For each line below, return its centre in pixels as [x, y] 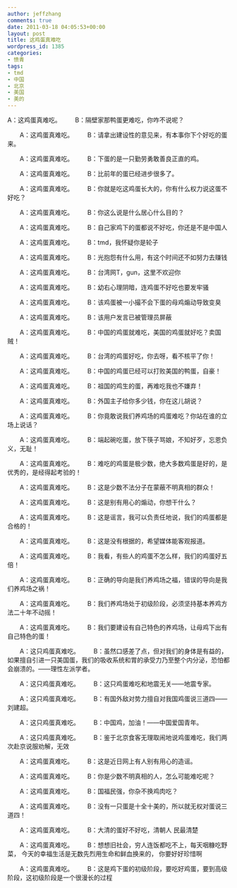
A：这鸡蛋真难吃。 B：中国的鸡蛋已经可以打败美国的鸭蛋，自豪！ [120, 371]
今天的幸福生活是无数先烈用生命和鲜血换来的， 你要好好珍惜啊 [111, 854]
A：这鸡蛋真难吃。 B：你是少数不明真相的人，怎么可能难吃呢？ [117, 776]
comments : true [30, 20]
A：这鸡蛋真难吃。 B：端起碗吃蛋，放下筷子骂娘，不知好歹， [114, 440]
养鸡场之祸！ [32, 588]
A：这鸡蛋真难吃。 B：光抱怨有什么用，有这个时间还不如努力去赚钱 [123, 257]
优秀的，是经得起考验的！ [44, 472]
